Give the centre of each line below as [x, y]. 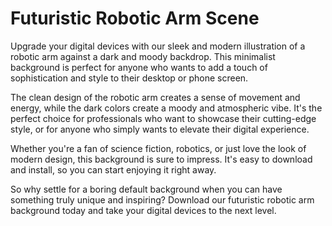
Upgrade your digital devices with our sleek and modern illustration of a [158, 46]
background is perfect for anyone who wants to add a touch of [139, 67]
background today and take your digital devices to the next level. [143, 210]
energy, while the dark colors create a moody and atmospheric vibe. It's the [166, 108]
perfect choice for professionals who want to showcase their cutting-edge [163, 118]
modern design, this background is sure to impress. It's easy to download [161, 159]
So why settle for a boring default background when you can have [146, 189]
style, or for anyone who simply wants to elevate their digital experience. [160, 129]
